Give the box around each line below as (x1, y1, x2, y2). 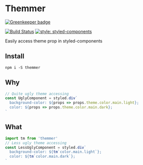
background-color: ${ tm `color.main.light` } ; (9, 149, 102, 154)
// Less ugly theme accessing (5, 140, 67, 145)
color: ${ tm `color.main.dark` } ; (9, 154, 76, 159)
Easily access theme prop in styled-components (5, 38, 103, 44)
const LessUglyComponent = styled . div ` (5, 145, 87, 150)
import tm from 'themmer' (5, 136, 58, 141)
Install (5, 52, 24, 61)
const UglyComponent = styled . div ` (5, 96, 78, 101)
